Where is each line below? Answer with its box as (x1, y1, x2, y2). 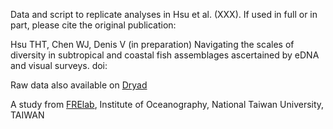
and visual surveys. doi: (10, 60, 108, 71)
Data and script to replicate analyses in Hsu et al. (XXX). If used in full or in (10, 9, 318, 20)
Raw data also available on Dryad (10, 79, 148, 91)
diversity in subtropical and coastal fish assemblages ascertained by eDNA (10, 49, 320, 61)
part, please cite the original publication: (10, 19, 177, 31)
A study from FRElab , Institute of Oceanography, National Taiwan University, (10, 99, 325, 110)
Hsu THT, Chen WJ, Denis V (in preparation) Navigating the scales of (10, 39, 295, 50)
